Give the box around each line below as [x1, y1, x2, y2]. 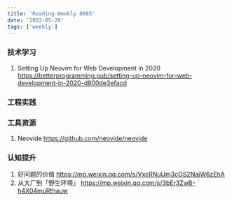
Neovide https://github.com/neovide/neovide [17, 134, 148, 142]
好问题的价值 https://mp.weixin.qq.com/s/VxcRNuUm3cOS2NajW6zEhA [17, 170, 226, 179]
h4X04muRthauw [17, 186, 69, 195]
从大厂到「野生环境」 [17, 179, 79, 187]
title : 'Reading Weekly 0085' [7, 10, 96, 17]
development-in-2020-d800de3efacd [17, 78, 128, 87]
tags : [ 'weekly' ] [7, 23, 58, 30]
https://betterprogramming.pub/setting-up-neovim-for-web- [17, 71, 193, 80]
